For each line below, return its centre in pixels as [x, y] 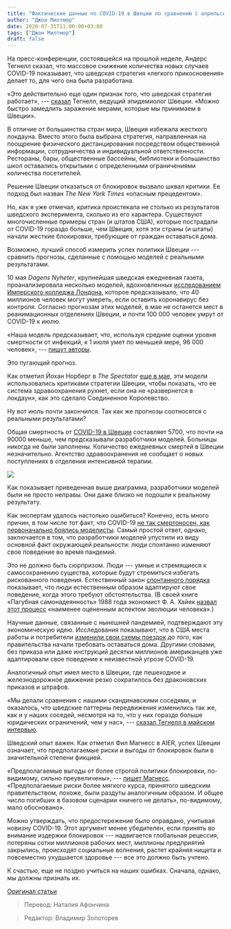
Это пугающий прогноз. [42, 363]
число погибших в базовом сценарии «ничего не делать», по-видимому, [114, 800]
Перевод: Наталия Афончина [67, 905]
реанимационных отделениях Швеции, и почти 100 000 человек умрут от [115, 314]
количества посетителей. [45, 173]
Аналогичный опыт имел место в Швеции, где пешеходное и [97, 672]
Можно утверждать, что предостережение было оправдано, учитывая [111, 821]
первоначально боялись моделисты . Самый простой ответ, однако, [107, 530]
